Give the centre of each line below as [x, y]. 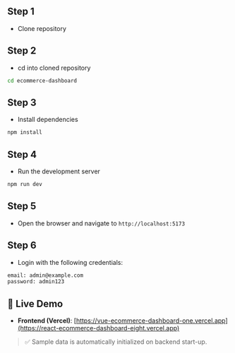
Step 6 [22, 246]
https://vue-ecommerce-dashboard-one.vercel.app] [152, 321]
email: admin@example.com [45, 275]
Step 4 [22, 154]
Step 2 [22, 51]
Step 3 [22, 103]
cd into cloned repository [54, 68]
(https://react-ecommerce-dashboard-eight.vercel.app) [98, 328]
